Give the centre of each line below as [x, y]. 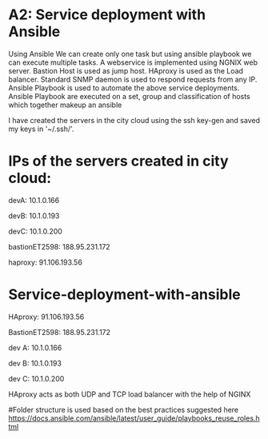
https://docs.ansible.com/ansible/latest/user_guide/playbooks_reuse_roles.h [134, 418]
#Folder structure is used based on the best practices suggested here [124, 409]
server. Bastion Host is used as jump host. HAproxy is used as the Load [126, 70]
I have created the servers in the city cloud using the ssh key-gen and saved [134, 120]
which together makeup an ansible [65, 105]
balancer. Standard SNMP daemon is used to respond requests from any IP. [133, 79]
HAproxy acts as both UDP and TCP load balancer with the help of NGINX [130, 394]
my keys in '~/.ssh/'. [41, 129]
